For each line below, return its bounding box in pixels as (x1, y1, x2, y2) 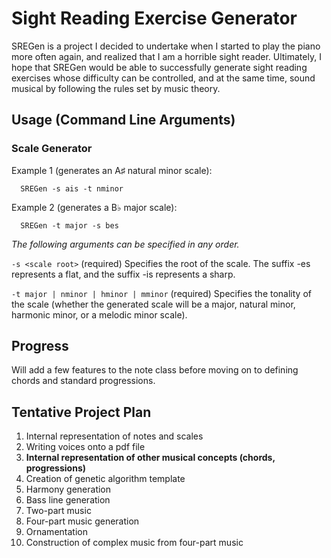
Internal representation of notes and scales (25, 430, 204, 442)
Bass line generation (25, 494, 111, 506)
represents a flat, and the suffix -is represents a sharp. (11, 268, 236, 280)
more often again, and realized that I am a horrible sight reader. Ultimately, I (11, 50, 322, 62)
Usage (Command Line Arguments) (11, 112, 236, 129)
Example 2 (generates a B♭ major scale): (11, 201, 178, 213)
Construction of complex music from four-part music (25, 537, 244, 549)
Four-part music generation (25, 515, 140, 527)
